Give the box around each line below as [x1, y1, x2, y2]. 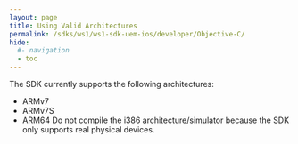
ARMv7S [21, 106, 54, 116]
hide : [9, 37, 29, 47]
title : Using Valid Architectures [9, 21, 138, 30]
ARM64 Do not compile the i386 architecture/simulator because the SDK [21, 115, 290, 125]
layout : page [9, 12, 58, 22]
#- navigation [17, 46, 70, 55]
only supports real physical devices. [21, 124, 155, 134]
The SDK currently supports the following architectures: [9, 79, 214, 89]
